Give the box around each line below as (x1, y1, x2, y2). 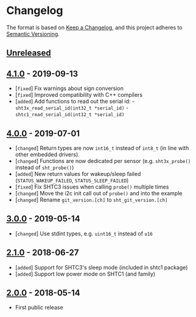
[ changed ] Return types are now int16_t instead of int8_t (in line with (15, 144, 189, 152)
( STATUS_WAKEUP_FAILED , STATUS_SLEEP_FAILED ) (15, 176, 129, 184)
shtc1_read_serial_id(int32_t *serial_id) (15, 112, 125, 118)
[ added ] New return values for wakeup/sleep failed (15, 170, 141, 177)
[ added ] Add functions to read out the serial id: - (15, 98, 135, 105)
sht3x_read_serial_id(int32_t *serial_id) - (15, 104, 129, 111)
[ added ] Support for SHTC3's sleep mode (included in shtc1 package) (15, 263, 188, 271)
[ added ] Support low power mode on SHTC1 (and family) (15, 270, 156, 277)
